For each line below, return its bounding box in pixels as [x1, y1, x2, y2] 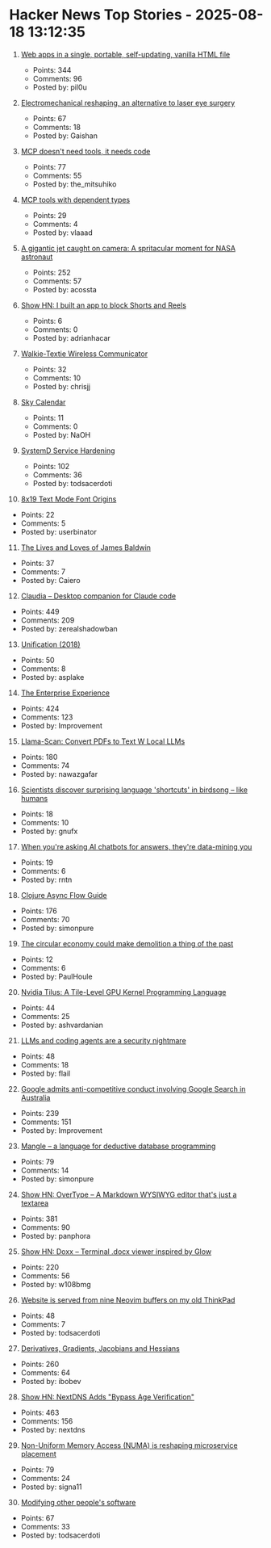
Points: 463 [20, 1407, 60, 1417]
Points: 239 [20, 1108, 60, 1118]
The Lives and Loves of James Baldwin [20, 543, 152, 552]
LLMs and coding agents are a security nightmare [20, 1035, 186, 1045]
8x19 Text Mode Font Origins [20, 494, 117, 504]
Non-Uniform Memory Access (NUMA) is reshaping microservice [20, 1440, 238, 1450]
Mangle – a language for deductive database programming [20, 1141, 216, 1151]
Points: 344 [32, 65, 72, 74]
